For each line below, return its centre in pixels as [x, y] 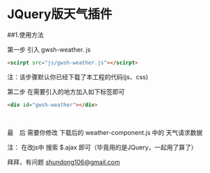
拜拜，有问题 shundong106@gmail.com [64, 162]
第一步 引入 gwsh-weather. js [49, 49]
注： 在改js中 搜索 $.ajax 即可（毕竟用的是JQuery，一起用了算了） [102, 147]
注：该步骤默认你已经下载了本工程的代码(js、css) [78, 76]
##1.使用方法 [25, 35]
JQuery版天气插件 [60, 14]
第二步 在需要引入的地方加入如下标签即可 [66, 92]
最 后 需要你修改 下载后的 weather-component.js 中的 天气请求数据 [105, 132]
